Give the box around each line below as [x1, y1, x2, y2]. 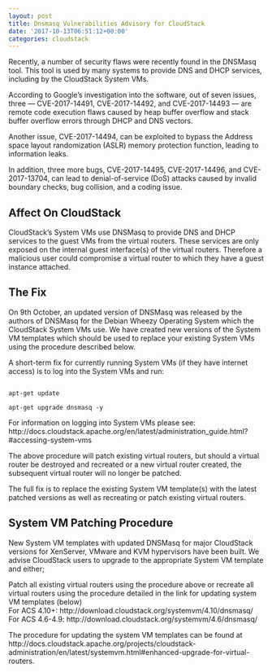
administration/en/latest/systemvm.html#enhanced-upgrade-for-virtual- [8, 647, 250, 657]
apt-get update [8, 389, 60, 397]
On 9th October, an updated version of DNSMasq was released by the [8, 307, 243, 317]
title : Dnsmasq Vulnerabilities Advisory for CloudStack [8, 20, 205, 28]
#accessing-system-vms [8, 435, 92, 445]
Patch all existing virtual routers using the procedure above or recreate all [8, 579, 254, 589]
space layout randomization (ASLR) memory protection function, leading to [8, 140, 259, 151]
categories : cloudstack [8, 34, 89, 43]
